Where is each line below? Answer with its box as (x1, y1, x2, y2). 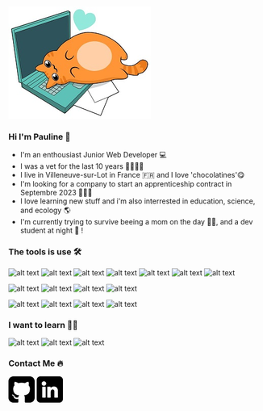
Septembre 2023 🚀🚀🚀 (19, 188, 93, 198)
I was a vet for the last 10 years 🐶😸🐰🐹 (19, 161, 144, 171)
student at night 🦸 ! (19, 225, 84, 236)
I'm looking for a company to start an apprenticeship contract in (19, 179, 232, 189)
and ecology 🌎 (19, 205, 71, 216)
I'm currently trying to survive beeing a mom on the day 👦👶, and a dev (19, 217, 253, 227)
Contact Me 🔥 (8, 358, 64, 369)
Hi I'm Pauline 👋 (8, 131, 71, 142)
